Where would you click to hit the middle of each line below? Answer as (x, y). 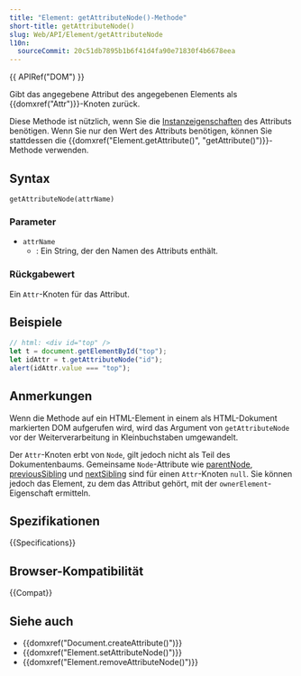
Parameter (33, 222)
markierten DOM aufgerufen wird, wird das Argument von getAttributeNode (150, 427)
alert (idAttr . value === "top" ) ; (70, 368)
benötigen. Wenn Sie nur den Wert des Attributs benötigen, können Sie (141, 131)
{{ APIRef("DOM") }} (47, 77)
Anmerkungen (51, 396)
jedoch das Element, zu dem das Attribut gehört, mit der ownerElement (139, 483)
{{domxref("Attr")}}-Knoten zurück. (75, 104)
